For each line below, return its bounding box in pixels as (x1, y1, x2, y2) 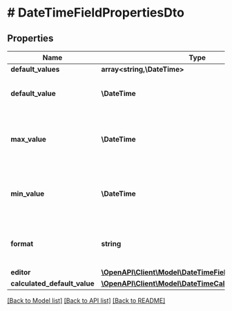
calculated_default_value (10, 279, 95, 288)
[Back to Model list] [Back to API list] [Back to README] (7, 296, 166, 305)
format (10, 239, 34, 248)
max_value (10, 135, 47, 144)
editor (10, 267, 31, 277)
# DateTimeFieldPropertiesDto (7, 5, 185, 21)
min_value (10, 189, 45, 198)
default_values (10, 64, 60, 74)
